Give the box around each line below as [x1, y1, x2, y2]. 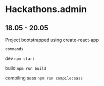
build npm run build [5, 65, 46, 71]
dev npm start [5, 55, 35, 61]
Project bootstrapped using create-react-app [5, 37, 99, 43]
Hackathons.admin [5, 4, 87, 15]
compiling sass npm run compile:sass [5, 75, 83, 81]
